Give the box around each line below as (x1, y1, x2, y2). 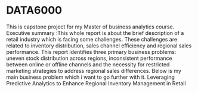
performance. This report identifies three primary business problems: (6, 48, 177, 55)
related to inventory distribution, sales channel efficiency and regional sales (6, 42, 192, 49)
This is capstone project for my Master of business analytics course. (6, 23, 175, 30)
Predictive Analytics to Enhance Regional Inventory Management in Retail (6, 79, 186, 86)
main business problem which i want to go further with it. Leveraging (6, 73, 175, 81)
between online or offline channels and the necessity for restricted (6, 60, 170, 68)
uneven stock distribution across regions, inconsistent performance (6, 54, 172, 62)
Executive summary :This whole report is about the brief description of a (6, 29, 184, 36)
